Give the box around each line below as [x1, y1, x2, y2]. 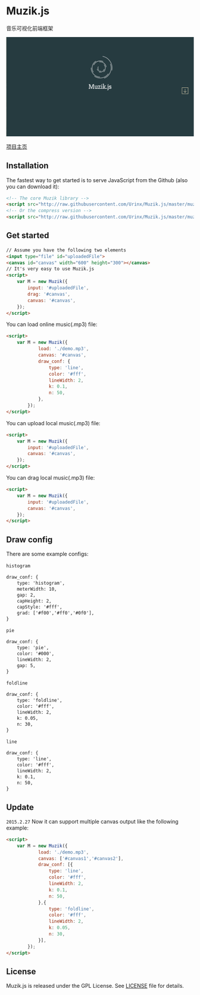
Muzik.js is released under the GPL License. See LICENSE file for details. [6, 982, 185, 990]
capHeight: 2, [17, 598, 52, 604]
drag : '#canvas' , [27, 291, 70, 297]
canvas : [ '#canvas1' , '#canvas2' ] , [37, 855, 124, 861]
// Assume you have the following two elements [6, 247, 127, 253]
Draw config [6, 535, 53, 545]
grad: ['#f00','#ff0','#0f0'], [17, 610, 95, 616]
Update [6, 802, 35, 812]
